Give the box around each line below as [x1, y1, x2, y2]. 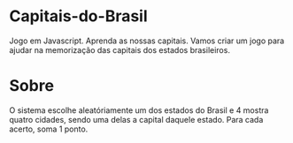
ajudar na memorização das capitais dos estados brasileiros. [9, 44, 230, 55]
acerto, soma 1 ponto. [9, 124, 89, 134]
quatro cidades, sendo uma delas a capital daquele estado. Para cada [9, 114, 264, 124]
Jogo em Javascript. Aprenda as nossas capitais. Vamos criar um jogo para [9, 35, 285, 46]
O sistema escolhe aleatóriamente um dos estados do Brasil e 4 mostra [9, 104, 269, 116]
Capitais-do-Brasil [9, 6, 148, 26]
